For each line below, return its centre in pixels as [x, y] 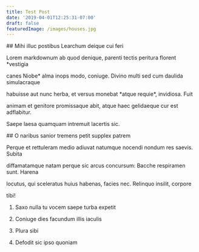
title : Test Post [28, 12]
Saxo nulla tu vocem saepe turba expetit [66, 207]
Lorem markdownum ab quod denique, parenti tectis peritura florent [91, 58]
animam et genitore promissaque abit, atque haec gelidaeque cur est [92, 106]
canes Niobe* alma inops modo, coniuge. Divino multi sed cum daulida [95, 76]
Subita [14, 154]
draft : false [23, 23]
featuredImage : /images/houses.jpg [51, 29]
